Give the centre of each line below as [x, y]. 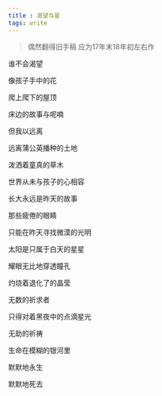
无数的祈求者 [29, 299]
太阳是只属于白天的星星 [46, 249]
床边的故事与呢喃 [36, 114]
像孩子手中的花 [32, 80]
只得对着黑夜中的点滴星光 [50, 316]
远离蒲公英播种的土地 [43, 148]
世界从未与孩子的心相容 [46, 181]
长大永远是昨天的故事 [43, 198]
